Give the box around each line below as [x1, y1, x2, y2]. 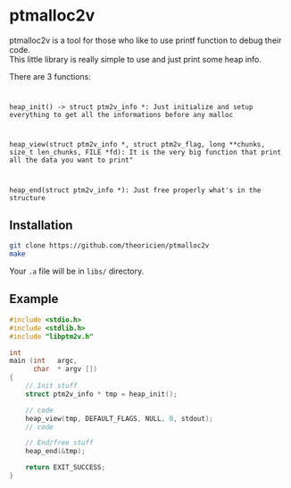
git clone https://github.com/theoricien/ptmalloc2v [9, 241, 210, 250]
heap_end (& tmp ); [25, 447, 87, 456]
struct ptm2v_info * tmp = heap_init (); [25, 390, 178, 399]
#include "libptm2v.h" [9, 332, 94, 341]
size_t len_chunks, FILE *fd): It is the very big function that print [9, 148, 281, 157]
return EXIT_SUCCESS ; [25, 463, 105, 472]
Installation [9, 217, 73, 232]
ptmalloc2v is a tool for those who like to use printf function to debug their [9, 35, 282, 46]
